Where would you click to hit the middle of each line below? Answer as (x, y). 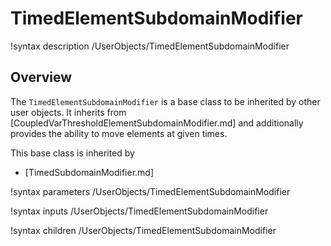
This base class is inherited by (72, 153)
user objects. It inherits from (68, 112)
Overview (41, 77)
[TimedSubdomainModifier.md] (89, 172)
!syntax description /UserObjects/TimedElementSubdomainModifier (150, 46)
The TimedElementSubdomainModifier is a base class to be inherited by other (165, 101)
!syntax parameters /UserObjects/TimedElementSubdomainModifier (150, 191)
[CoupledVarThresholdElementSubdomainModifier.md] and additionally (157, 123)
